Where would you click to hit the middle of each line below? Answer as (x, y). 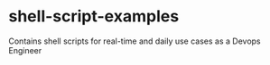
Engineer (25, 50)
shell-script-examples (94, 16)
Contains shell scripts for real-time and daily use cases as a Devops (135, 41)
